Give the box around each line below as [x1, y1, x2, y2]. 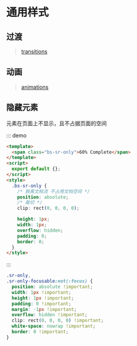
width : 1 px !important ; [11, 289, 71, 295]
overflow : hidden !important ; [11, 312, 88, 318]
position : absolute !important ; [11, 284, 94, 290]
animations [21, 83, 49, 91]
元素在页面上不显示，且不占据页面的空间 [6, 119, 107, 127]
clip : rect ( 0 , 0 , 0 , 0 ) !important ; [11, 318, 104, 324]
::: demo [6, 131, 27, 139]
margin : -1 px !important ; [11, 306, 77, 312]
